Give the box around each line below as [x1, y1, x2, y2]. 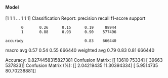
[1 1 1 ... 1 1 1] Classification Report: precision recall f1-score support [5, 15, 146, 21]
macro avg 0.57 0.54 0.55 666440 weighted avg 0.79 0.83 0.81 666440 [5, 47, 155, 53]
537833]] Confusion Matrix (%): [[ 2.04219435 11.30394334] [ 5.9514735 [5, 62, 158, 68]
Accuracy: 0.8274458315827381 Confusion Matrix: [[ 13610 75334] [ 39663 [5, 57, 163, 63]
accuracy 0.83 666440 [5, 38, 116, 44]
